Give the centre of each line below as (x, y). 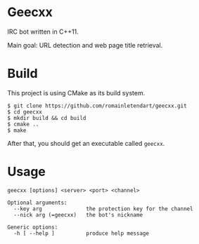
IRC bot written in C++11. (43, 32)
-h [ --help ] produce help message (82, 233)
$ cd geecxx (25, 112)
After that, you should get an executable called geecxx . (86, 143)
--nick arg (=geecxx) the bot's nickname (78, 215)
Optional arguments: (38, 203)
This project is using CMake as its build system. (76, 93)
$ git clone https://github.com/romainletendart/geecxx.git (97, 106)
